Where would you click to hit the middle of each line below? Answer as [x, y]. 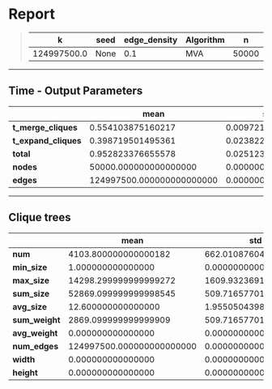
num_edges [36, 346]
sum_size [31, 293]
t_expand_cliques [47, 140]
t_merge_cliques [45, 127]
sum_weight [36, 319]
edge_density [151, 40]
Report [32, 14]
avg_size [30, 306]
